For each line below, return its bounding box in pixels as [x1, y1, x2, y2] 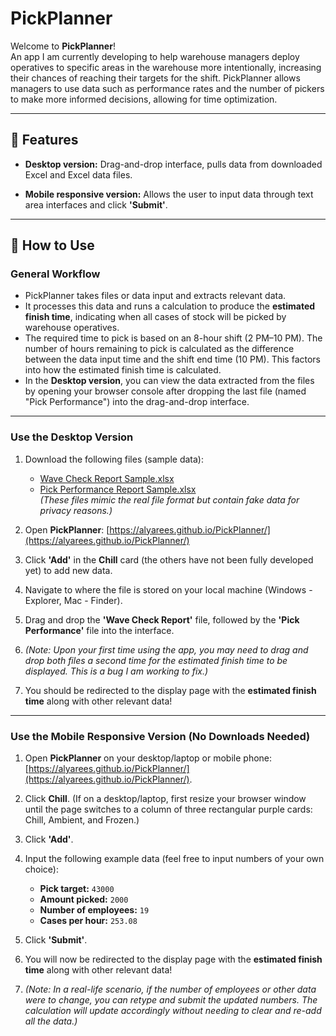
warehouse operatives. [24, 322, 120, 334]
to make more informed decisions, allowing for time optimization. [10, 93, 278, 105]
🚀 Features [10, 132, 79, 149]
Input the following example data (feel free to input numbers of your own [24, 853, 325, 865]
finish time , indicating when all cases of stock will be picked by [24, 311, 287, 323]
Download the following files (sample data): [24, 453, 204, 465]
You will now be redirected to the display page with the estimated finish [24, 953, 323, 966]
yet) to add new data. [24, 564, 113, 576]
